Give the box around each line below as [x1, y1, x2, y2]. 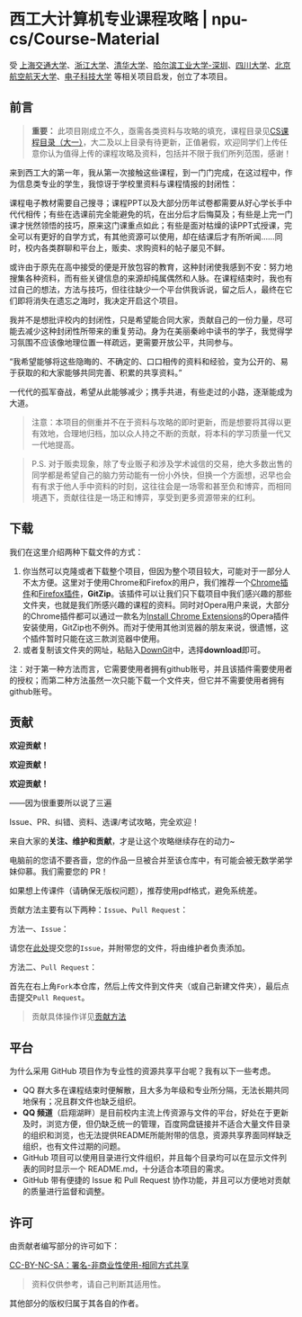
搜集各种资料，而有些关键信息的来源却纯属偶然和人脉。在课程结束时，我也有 [9, 273, 293, 283]
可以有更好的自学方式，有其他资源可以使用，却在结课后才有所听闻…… [16, 231, 276, 242]
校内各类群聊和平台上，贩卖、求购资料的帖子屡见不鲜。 [24, 242, 230, 253]
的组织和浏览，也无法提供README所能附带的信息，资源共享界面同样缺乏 [22, 1130, 292, 1141]
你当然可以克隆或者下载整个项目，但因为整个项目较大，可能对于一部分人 [22, 565, 290, 577]
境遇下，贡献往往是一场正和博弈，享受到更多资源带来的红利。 [31, 492, 261, 503]
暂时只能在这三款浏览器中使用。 [46, 632, 164, 644]
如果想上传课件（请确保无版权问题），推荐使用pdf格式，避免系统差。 [9, 885, 262, 896]
